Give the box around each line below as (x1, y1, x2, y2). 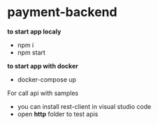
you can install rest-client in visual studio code (17, 102, 152, 110)
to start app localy (7, 27, 62, 36)
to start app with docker (7, 61, 78, 70)
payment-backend (7, 4, 117, 20)
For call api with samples (7, 89, 79, 97)
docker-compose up (17, 75, 77, 84)
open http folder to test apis (17, 110, 99, 118)
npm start (17, 48, 45, 57)
